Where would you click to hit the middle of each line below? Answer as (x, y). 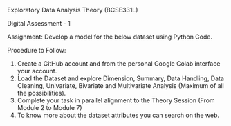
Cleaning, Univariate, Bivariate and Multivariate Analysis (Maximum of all (121, 85)
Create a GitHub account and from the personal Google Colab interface (119, 64)
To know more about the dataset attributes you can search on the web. (118, 115)
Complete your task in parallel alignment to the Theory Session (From (116, 100)
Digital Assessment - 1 (39, 23)
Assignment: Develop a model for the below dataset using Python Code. (110, 37)
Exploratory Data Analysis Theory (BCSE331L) (73, 10)
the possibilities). (41, 93)
